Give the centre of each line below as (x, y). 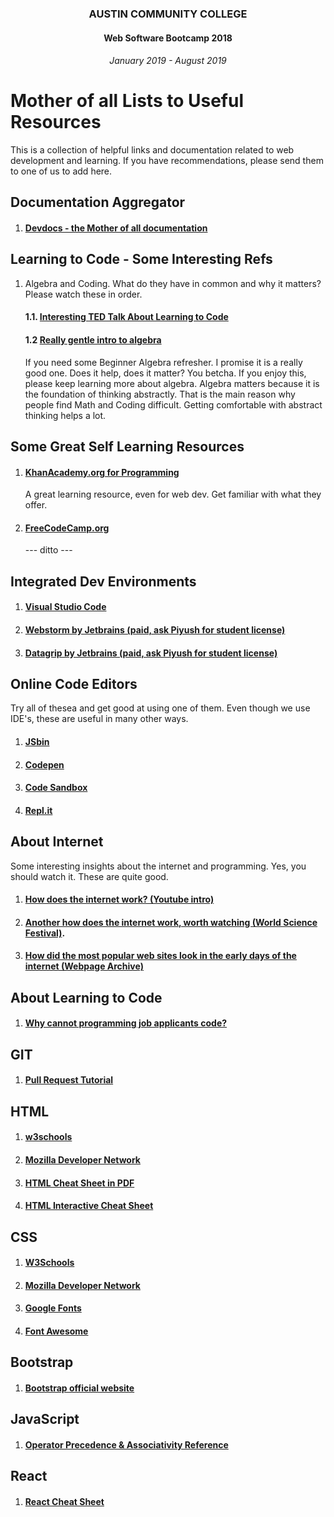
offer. (36, 505)
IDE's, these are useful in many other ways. (99, 719)
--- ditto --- (48, 550)
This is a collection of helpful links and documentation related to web (152, 150)
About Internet (57, 842)
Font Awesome (56, 1331)
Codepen (44, 764)
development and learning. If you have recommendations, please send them (167, 161)
